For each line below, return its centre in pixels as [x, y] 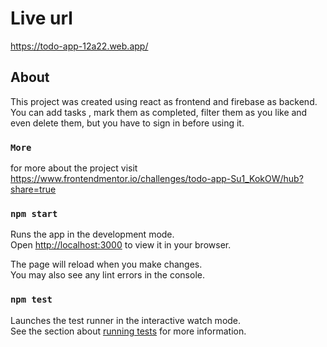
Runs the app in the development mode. [92, 234]
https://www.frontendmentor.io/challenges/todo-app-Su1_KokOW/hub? [157, 179]
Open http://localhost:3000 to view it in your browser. [121, 245]
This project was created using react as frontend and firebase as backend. [164, 101]
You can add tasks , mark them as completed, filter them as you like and [159, 112]
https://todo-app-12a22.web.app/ [79, 46]
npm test [31, 300]
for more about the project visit [74, 168]
